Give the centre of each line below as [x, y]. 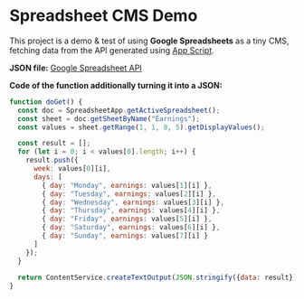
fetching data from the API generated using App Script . [112, 50]
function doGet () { [46, 102]
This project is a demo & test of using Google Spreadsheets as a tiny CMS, [149, 41]
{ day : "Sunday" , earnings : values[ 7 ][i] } [125, 236]
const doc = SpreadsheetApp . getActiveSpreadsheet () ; [119, 110]
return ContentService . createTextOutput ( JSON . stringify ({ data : [139, 278]
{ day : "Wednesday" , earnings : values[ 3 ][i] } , [133, 202]
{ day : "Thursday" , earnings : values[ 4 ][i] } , [131, 210]
